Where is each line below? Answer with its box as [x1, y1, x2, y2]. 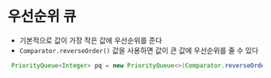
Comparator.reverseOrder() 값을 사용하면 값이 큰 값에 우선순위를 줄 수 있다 [19, 45, 259, 55]
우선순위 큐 [7, 7, 77, 26]
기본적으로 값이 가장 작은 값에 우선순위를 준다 [19, 35, 163, 45]
